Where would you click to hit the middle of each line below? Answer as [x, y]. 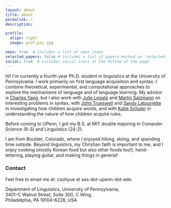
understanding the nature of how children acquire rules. [64, 114]
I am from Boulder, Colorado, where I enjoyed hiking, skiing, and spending [83, 139]
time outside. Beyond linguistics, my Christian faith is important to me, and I [84, 144]
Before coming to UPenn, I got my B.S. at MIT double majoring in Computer [84, 124]
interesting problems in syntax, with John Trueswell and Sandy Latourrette [83, 103]
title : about [19, 15]
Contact [16, 168]
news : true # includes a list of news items [54, 52]
